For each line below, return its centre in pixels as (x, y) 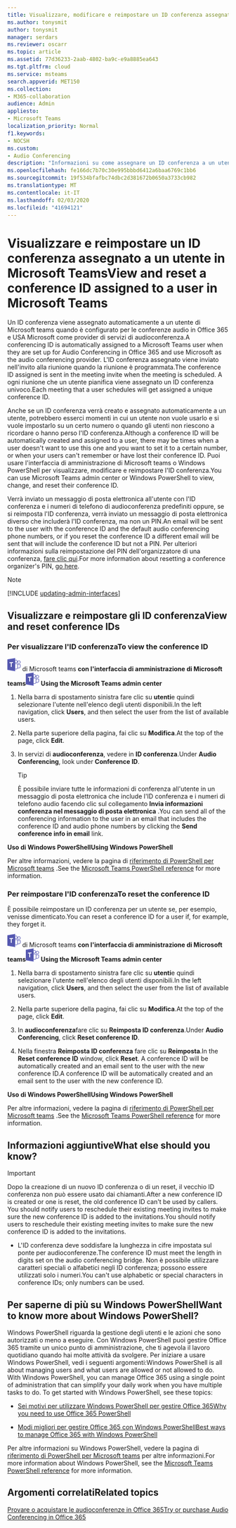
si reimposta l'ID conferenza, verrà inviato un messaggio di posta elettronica (118, 514)
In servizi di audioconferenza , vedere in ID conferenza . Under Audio (117, 754)
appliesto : (23, 111)
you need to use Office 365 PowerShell (74, 1413)
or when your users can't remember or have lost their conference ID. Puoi (114, 455)
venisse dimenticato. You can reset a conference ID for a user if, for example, (118, 917)
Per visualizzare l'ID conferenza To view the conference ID (108, 647)
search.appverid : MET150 (44, 82)
